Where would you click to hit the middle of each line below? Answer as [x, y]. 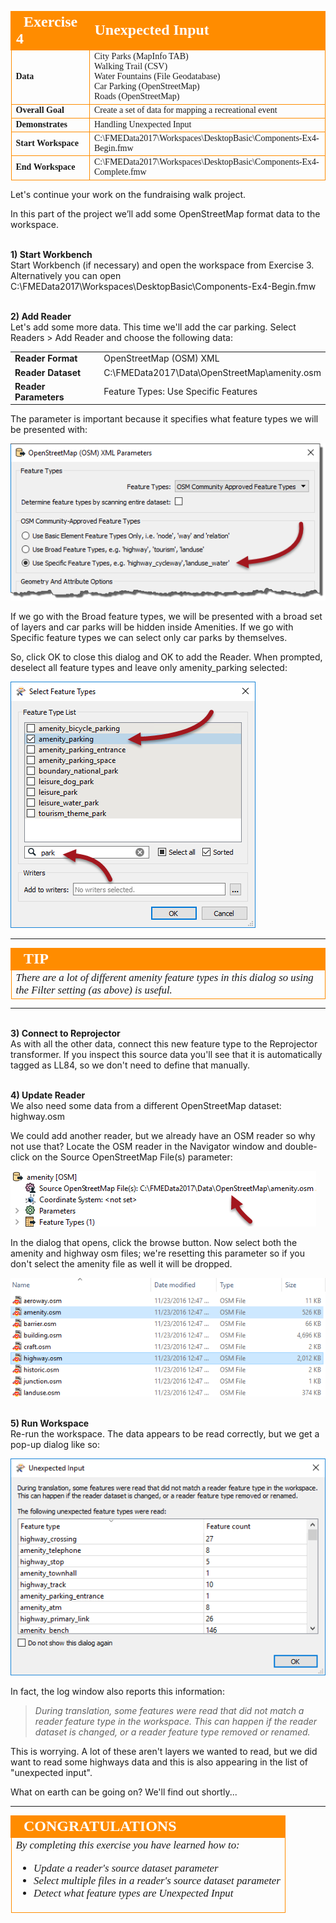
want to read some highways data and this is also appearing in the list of [159, 1762]
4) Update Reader [48, 1095]
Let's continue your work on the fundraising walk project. [128, 194]
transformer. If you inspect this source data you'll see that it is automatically [166, 1055]
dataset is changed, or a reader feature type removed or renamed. [172, 1732]
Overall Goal [40, 110]
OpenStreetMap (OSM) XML [161, 358]
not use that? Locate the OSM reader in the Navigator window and [146, 1147]
